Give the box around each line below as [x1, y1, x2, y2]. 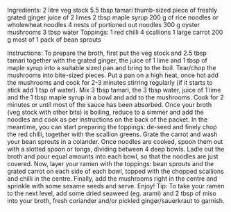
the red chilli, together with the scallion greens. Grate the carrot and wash [7, 130, 218, 138]
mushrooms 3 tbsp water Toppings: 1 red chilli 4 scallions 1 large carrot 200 [7, 28, 223, 36]
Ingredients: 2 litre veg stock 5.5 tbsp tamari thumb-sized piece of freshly [7, 6, 218, 14]
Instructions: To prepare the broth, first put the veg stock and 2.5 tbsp [7, 49, 207, 57]
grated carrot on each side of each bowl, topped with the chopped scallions [7, 167, 224, 175]
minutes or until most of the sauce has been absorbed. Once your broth [7, 101, 212, 108]
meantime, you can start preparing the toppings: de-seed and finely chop [7, 123, 217, 131]
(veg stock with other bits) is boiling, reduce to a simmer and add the [7, 108, 205, 116]
